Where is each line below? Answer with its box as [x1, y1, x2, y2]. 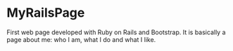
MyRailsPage [6, 5, 85, 21]
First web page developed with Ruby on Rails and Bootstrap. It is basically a [6, 28, 226, 36]
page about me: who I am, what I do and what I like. [6, 35, 156, 43]
